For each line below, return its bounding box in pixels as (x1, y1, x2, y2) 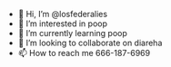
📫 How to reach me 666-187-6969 (17, 48, 151, 58)
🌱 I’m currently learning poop (17, 28, 127, 38)
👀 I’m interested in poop (17, 18, 107, 29)
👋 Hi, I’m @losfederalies (17, 9, 107, 19)
